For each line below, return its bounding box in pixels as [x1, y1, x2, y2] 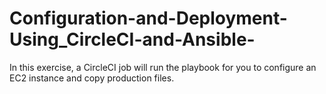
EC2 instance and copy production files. [9, 72, 175, 84]
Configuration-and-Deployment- [9, 7, 288, 30]
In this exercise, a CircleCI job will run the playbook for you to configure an [9, 61, 317, 73]
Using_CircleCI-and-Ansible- [9, 28, 256, 51]
